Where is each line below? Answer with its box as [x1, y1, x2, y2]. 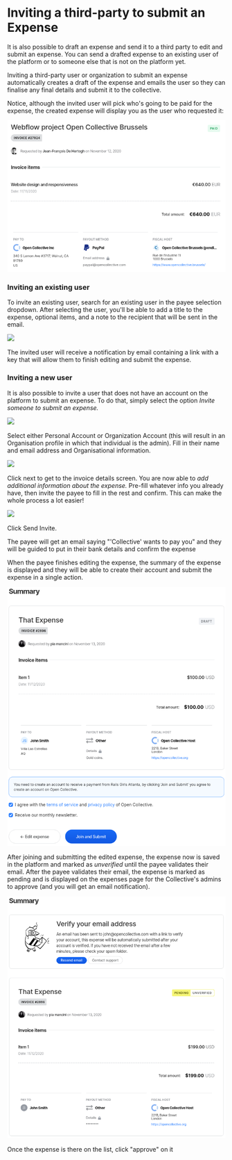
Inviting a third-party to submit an [7, 5, 206, 21]
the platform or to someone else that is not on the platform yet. [7, 57, 186, 65]
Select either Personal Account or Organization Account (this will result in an [7, 431, 226, 439]
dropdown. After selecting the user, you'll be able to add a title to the [7, 306, 203, 314]
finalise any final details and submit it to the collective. [7, 85, 161, 94]
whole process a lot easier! [7, 496, 84, 505]
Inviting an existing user [7, 282, 90, 292]
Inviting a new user [7, 373, 73, 383]
